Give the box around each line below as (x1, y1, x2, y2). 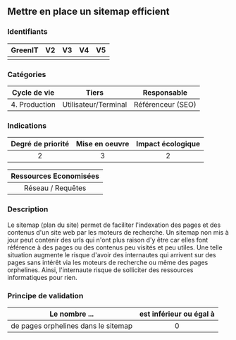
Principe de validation (7, 291, 84, 300)
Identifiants (7, 27, 48, 37)
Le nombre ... (49, 309, 94, 319)
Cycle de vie (11, 88, 55, 98)
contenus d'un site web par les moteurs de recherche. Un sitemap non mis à (7, 228, 229, 236)
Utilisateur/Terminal (62, 99, 128, 109)
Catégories (7, 69, 46, 79)
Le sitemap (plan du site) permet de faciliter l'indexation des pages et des (7, 221, 221, 229)
